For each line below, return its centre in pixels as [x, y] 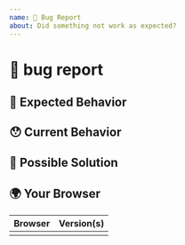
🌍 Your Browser [55, 194]
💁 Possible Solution [64, 162]
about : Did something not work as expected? [93, 26]
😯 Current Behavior [65, 133]
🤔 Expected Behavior [68, 103]
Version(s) [81, 223]
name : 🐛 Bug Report [45, 17]
